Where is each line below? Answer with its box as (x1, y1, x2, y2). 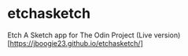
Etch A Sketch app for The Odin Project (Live (7, 30, 153, 40)
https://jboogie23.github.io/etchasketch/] (9, 38, 143, 47)
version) (153, 30, 181, 40)
